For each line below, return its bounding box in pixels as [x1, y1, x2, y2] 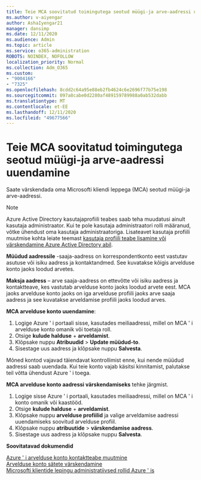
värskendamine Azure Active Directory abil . [6, 241, 113, 248]
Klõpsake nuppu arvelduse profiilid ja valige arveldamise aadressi [14, 412, 179, 419]
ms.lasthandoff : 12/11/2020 [6, 109, 77, 115]
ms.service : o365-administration [6, 48, 90, 54]
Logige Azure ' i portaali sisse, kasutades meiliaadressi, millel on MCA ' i [14, 319, 193, 327]
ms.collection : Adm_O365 [6, 64, 68, 71]
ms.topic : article [6, 43, 52, 49]
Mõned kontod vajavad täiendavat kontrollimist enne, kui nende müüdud [6, 356, 184, 364]
